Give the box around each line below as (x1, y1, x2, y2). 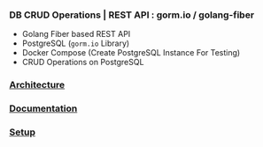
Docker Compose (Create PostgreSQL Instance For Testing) (21, 48, 241, 58)
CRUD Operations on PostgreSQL (21, 57, 144, 68)
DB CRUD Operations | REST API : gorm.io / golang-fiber (9, 9, 255, 21)
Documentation (9, 102, 78, 114)
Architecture (9, 79, 66, 92)
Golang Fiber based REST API (21, 29, 131, 40)
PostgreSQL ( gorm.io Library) (21, 38, 130, 48)
